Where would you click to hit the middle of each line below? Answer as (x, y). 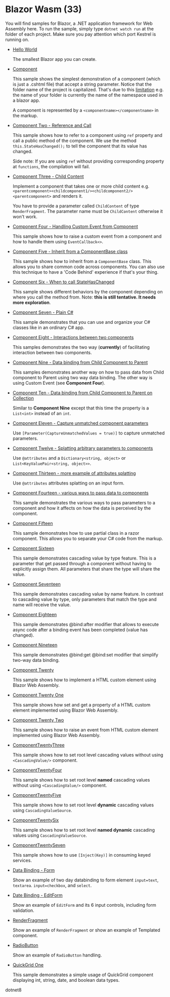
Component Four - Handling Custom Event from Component (75, 226)
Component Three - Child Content (48, 176)
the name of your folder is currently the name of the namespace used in (88, 95)
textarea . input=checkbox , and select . (52, 885)
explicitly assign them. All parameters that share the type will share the (86, 569)
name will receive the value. (41, 605)
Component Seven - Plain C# (43, 312)
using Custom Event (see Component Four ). (59, 383)
